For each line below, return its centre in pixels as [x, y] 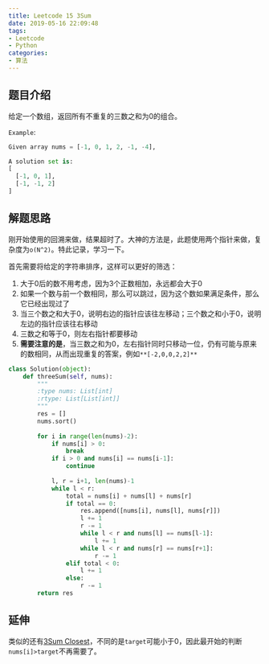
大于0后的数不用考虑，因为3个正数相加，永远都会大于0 [111, 283]
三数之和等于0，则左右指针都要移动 [79, 334]
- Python [23, 46]
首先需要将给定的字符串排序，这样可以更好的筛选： [93, 266]
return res [55, 593]
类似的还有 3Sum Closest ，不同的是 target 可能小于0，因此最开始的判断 [125, 641]
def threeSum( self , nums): [68, 376]
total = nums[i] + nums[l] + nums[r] [129, 496]
